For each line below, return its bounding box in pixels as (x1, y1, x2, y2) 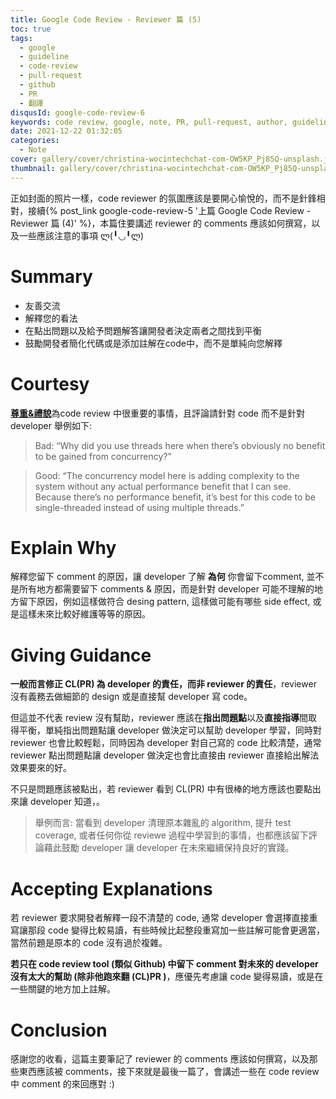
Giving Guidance (10, 644, 152, 666)
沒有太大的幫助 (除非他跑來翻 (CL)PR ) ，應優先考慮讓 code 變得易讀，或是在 (10, 971, 324, 983)
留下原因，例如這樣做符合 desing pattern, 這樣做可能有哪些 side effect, (18, 596, 311, 608)
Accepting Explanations (10, 877, 213, 900)
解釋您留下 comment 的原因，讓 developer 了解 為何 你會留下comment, (10, 571, 305, 583)
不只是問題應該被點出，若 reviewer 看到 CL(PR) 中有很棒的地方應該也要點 (10, 783, 313, 795)
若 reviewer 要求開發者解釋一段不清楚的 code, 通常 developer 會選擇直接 (10, 912, 310, 924)
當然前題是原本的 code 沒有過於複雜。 (10, 937, 168, 949)
